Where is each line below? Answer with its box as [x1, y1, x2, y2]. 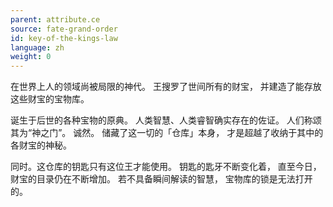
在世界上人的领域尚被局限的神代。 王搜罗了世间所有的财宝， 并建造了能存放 [10, 81, 322, 93]
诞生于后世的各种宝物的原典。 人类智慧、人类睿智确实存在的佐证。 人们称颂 [10, 114, 322, 126]
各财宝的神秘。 [10, 139, 72, 151]
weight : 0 [10, 52, 52, 62]
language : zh [10, 42, 65, 53]
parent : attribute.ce [10, 14, 101, 25]
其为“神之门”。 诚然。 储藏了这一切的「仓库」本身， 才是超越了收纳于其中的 [10, 127, 324, 139]
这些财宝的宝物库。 [10, 93, 90, 105]
